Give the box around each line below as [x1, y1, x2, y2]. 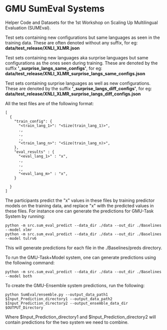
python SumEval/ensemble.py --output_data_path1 [5, 292, 108, 297]
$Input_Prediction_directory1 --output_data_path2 [5, 296, 113, 302]
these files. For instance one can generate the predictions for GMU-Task [5, 208, 154, 214]
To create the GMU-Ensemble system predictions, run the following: [5, 282, 145, 288]
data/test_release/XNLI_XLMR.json [5, 45, 80, 51]
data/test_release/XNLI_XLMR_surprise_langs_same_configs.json [5, 70, 146, 76]
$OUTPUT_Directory [5, 305, 43, 310]
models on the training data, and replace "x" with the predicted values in [5, 202, 154, 208]
